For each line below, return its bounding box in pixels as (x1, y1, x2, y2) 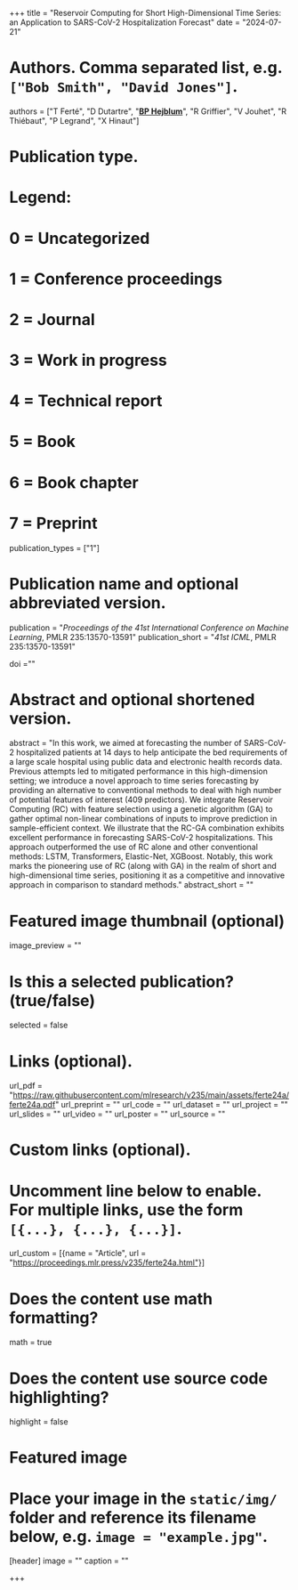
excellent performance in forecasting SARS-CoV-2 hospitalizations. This (9, 832, 273, 843)
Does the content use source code (9, 1368, 269, 1388)
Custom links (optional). (9, 1140, 191, 1160)
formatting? (9, 1308, 99, 1327)
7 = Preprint (9, 513, 98, 533)
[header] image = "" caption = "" (9, 1555, 129, 1566)
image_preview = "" (9, 940, 82, 951)
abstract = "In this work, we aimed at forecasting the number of (9, 738, 242, 749)
